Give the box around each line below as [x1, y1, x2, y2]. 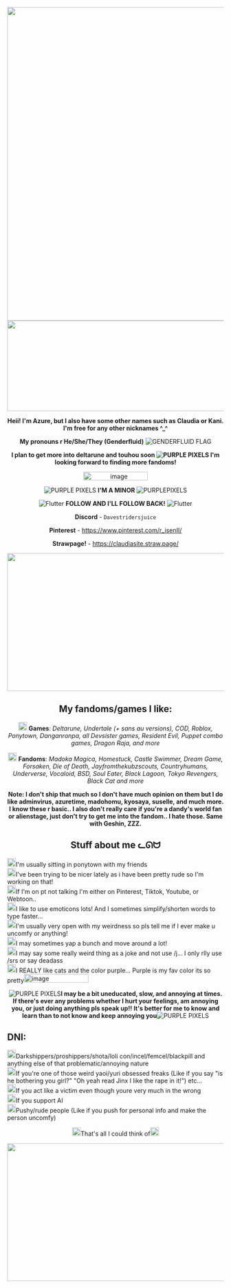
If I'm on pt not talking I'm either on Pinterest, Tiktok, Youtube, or [16, 887, 199, 895]
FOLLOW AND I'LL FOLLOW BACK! [65, 500, 166, 507]
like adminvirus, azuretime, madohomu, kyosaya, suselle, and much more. [7, 797, 224, 806]
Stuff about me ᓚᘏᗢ [70, 839, 161, 851]
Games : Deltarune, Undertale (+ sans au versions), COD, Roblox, [28, 724, 213, 733]
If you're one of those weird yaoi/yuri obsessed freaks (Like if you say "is [16, 1070, 223, 1078]
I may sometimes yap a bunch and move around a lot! [16, 939, 167, 947]
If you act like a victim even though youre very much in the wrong [16, 1087, 201, 1095]
